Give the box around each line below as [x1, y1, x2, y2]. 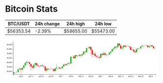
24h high [66, 21, 85, 27]
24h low [94, 21, 112, 27]
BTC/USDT [8, 21, 30, 27]
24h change [35, 21, 60, 27]
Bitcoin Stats [5, 3, 58, 15]
